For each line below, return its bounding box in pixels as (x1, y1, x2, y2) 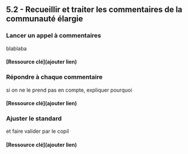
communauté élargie (6, 14, 83, 24)
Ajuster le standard (6, 115, 62, 123)
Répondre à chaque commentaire (6, 73, 103, 81)
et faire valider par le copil (6, 128, 69, 135)
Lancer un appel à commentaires (6, 32, 101, 40)
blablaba (6, 45, 28, 52)
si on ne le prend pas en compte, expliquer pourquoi (6, 86, 132, 93)
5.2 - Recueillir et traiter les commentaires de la (6, 5, 183, 15)
